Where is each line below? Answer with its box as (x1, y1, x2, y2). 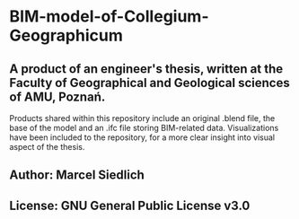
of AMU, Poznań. (9, 89, 106, 104)
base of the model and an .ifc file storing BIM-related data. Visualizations (9, 123, 279, 133)
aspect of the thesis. (9, 142, 85, 152)
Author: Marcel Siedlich (9, 168, 145, 183)
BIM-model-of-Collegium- (9, 6, 209, 27)
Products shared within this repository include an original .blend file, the (9, 113, 276, 123)
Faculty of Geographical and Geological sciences (9, 74, 290, 91)
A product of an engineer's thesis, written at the (9, 61, 284, 76)
